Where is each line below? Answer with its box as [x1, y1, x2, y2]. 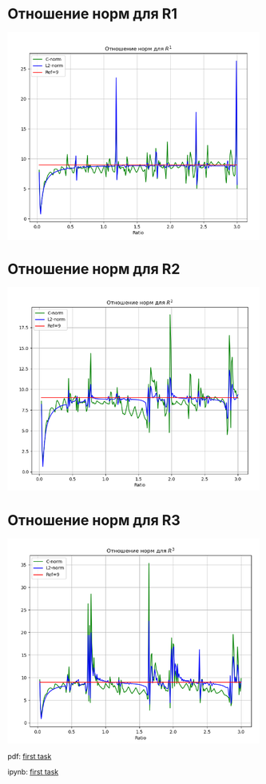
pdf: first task [7, 752, 52, 762]
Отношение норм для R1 [7, 5, 177, 23]
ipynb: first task [7, 767, 59, 777]
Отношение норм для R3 [7, 511, 181, 530]
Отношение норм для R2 [7, 260, 181, 278]
